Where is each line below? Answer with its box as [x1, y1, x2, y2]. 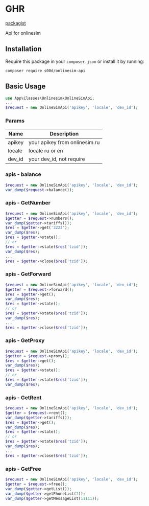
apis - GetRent [5, 394, 42, 401]
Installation [5, 44, 42, 54]
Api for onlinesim [5, 30, 41, 36]
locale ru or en [29, 147, 63, 154]
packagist [5, 20, 27, 26]
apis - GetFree [5, 465, 41, 472]
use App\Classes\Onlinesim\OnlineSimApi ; [5, 96, 95, 101]
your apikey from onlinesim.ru [29, 139, 100, 146]
